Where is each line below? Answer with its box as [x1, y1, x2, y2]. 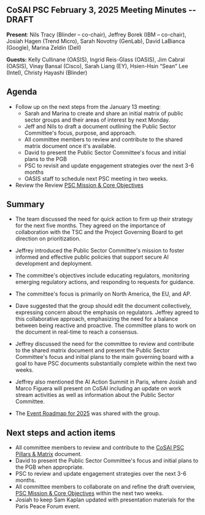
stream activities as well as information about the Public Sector [15, 391, 175, 399]
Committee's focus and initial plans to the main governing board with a [15, 353, 194, 361]
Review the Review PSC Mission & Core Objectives [15, 181, 144, 189]
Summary [6, 199, 45, 210]
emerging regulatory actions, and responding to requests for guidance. [15, 278, 195, 286]
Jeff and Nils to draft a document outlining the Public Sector [24, 122, 176, 130]
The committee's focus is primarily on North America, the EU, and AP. [15, 290, 192, 297]
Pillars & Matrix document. [15, 450, 82, 458]
